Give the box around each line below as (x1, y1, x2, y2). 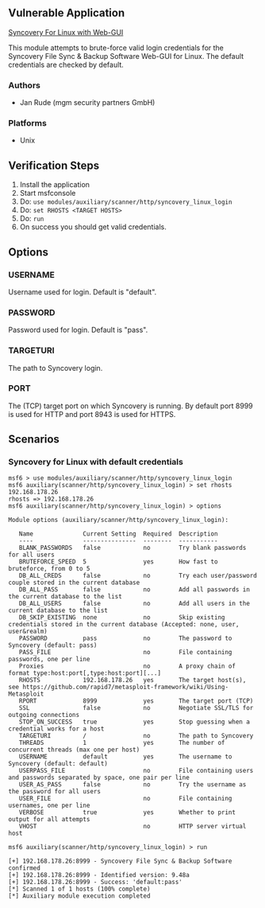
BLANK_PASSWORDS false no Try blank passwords (18, 544, 247, 552)
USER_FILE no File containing (18, 795, 232, 803)
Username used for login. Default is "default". (8, 286, 157, 297)
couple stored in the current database (8, 579, 140, 587)
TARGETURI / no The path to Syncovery (18, 732, 254, 740)
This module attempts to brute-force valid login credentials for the (8, 43, 224, 53)
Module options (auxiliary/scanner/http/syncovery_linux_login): (8, 516, 229, 524)
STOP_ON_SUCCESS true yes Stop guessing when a (18, 718, 250, 727)
